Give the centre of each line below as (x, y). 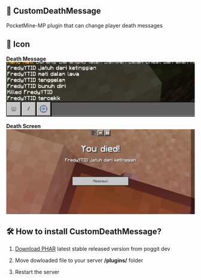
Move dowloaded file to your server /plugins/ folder (79, 260)
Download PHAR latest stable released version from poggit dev (92, 249)
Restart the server (37, 272)
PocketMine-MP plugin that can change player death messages (85, 25)
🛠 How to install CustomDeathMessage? (84, 232)
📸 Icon (18, 45)
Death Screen (24, 126)
